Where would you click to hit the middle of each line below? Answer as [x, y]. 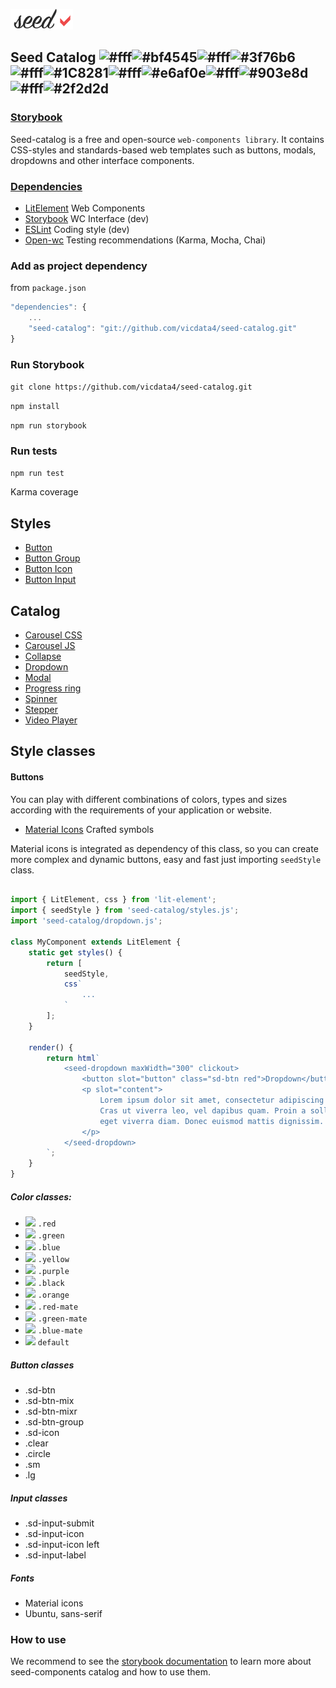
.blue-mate [60, 1331]
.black [51, 1284]
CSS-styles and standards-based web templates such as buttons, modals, [163, 150]
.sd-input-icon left [62, 1544]
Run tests [34, 451]
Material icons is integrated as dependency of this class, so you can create [164, 848]
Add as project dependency [79, 266]
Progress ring [53, 688]
